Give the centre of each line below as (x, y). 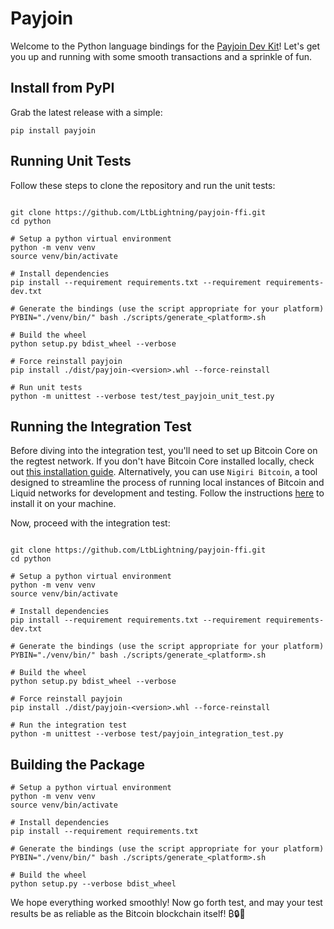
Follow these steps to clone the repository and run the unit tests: (143, 185)
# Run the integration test (69, 725)
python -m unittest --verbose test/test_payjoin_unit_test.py (142, 396)
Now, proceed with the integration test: (90, 523)
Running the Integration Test (101, 426)
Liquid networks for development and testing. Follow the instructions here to (167, 493)
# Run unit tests (46, 387)
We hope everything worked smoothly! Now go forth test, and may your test (166, 903)
